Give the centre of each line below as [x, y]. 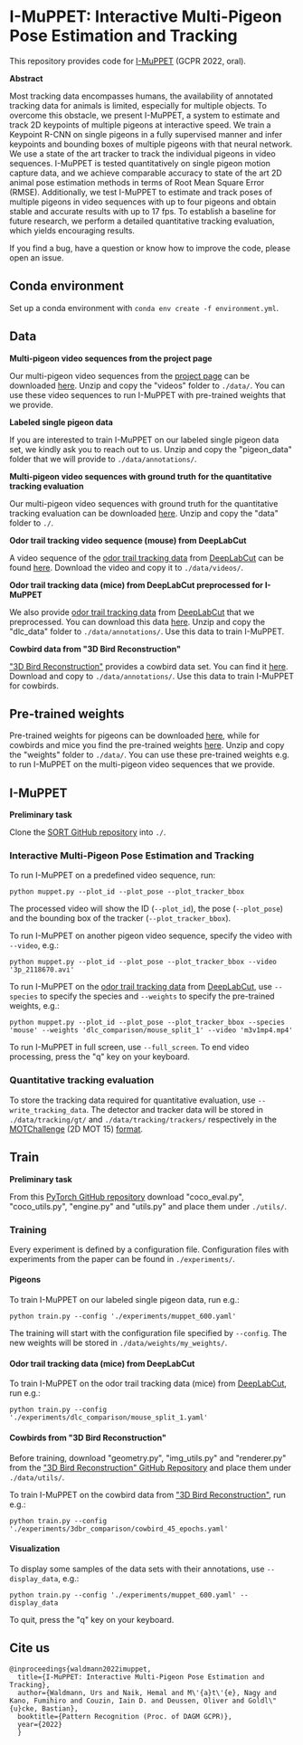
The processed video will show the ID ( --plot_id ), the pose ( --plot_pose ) [146, 909]
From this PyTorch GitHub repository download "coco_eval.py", [127, 1197]
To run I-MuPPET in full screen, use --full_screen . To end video [129, 1048]
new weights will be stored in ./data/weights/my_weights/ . [118, 1343]
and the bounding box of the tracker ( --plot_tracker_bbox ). [120, 918]
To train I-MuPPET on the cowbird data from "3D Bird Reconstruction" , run [148, 1494]
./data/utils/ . [37, 1477]
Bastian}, [60, 1708]
